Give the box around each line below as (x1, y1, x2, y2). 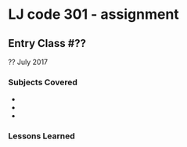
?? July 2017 (8, 57, 49, 66)
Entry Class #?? (8, 37, 87, 50)
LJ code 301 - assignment (8, 5, 180, 23)
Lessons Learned (8, 131, 76, 142)
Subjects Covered (8, 77, 78, 88)
